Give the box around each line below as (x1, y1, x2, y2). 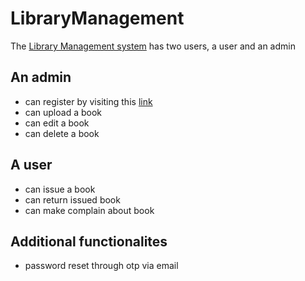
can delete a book (24, 127, 100, 139)
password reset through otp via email (24, 260, 179, 272)
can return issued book (24, 193, 121, 206)
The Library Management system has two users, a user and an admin (10, 40, 296, 52)
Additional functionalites (10, 233, 168, 250)
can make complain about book (24, 204, 155, 216)
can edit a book (24, 117, 90, 129)
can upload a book (24, 106, 102, 118)
